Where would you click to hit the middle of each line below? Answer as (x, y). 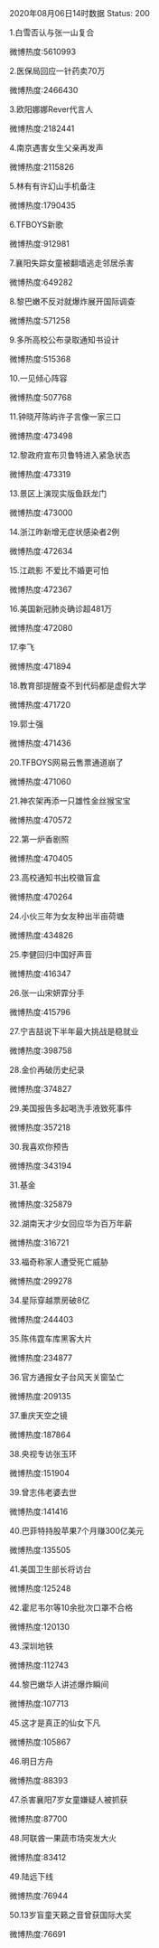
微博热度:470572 (41, 820)
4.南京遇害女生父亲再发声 (56, 148)
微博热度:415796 (40, 1012)
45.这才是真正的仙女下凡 (55, 1723)
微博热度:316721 (39, 1242)
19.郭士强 (27, 724)
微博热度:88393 (39, 1780)
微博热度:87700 (38, 1819)
